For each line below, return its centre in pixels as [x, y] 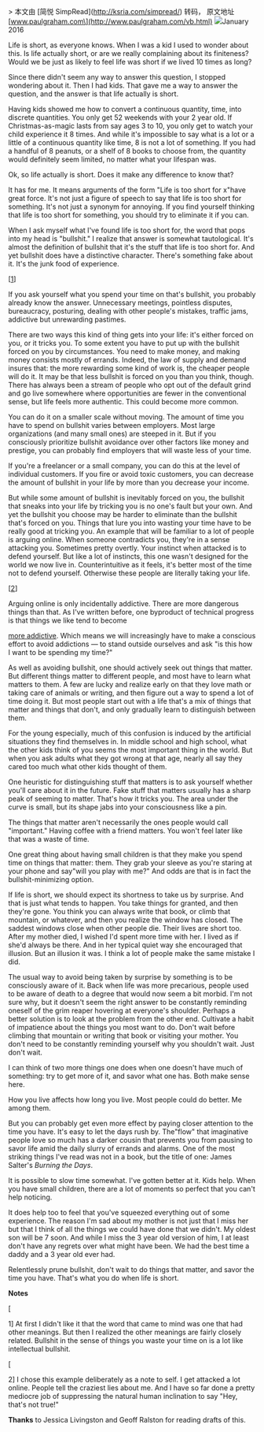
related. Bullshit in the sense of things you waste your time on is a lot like [126, 1341]
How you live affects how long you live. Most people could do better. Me [125, 1099]
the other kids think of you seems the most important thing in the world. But [130, 750]
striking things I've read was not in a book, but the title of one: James [120, 1157]
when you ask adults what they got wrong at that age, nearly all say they [125, 758]
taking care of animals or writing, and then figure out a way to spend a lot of [131, 693]
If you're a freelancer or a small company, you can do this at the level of [125, 466]
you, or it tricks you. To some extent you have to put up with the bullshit [124, 343]
